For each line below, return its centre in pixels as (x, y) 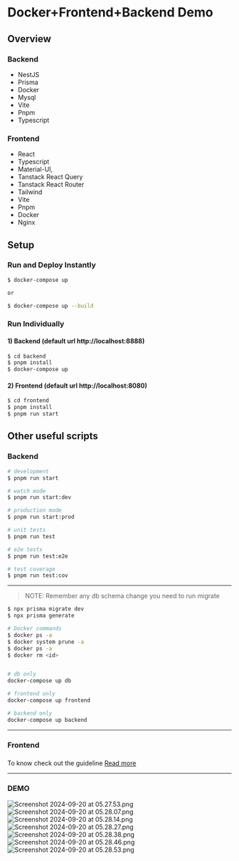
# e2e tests (25, 549)
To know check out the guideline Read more (72, 763)
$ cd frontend (28, 401)
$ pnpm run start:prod (41, 517)
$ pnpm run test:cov (38, 575)
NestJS (28, 74)
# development (28, 471)
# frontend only (31, 694)
